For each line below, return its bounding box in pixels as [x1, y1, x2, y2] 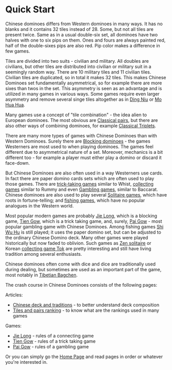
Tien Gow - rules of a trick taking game [12, 338, 96, 344]
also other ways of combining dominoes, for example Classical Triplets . [5, 122, 157, 129]
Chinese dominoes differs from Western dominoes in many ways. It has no [5, 21, 163, 27]
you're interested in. [5, 359, 48, 365]
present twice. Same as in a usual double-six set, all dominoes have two [5, 31, 158, 38]
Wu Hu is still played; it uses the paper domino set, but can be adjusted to [5, 229, 162, 235]
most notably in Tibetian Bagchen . [5, 272, 78, 278]
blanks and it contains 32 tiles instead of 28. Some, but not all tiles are [5, 26, 154, 32]
